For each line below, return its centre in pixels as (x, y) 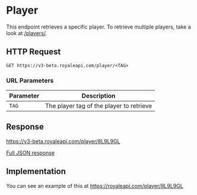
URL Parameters (30, 80)
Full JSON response (31, 153)
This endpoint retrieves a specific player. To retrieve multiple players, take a (99, 27)
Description (99, 96)
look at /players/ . (27, 33)
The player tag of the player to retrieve (99, 106)
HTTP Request (34, 52)
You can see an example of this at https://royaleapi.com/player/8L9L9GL (95, 185)
